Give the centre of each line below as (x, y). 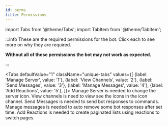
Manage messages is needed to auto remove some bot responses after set (84, 107)
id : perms (16, 10)
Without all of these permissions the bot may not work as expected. (78, 55)
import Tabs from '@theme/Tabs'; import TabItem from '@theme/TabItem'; (83, 29)
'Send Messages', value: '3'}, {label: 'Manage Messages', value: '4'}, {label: (84, 85)
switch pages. (20, 117)
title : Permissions (26, 15)
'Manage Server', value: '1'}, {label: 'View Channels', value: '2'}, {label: (79, 80)
